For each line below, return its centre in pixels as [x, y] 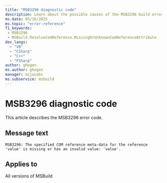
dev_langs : [16, 42]
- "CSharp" [21, 51]
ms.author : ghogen [24, 70]
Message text [27, 133]
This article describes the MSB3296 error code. [54, 117]
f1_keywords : [19, 28]
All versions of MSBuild [29, 176]
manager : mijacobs [24, 75]
